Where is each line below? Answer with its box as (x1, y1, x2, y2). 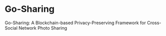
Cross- (147, 20, 162, 26)
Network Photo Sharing (18, 25, 68, 31)
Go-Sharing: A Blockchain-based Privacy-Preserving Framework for (5, 20, 146, 26)
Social (5, 25, 18, 31)
